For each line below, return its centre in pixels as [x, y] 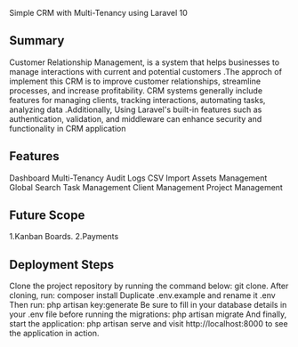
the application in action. [54, 334]
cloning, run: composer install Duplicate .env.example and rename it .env [142, 295]
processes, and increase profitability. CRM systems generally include [136, 90]
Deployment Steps [61, 265]
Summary [37, 40]
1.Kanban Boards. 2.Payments [64, 237]
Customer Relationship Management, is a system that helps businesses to [145, 62]
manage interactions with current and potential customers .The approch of [146, 71]
